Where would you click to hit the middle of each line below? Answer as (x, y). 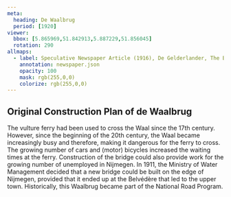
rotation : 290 (33, 45)
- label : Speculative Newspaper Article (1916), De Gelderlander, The (117, 58)
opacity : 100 (38, 71)
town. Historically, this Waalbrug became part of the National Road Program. (115, 187)
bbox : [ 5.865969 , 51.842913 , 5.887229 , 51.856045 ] (83, 39)
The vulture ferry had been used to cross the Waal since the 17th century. (111, 128)
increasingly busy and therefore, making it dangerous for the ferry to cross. (114, 143)
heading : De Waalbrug (44, 20)
